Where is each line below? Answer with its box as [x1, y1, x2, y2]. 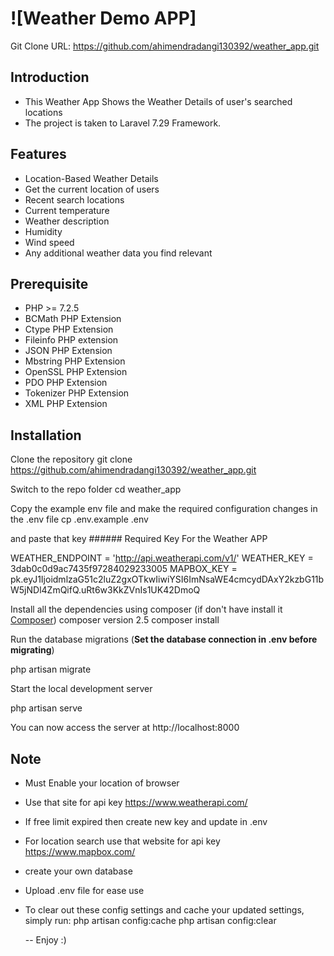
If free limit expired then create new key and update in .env [24, 816, 268, 827]
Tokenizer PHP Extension [24, 387, 130, 399]
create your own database [24, 865, 133, 877]
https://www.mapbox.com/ [24, 846, 136, 857]
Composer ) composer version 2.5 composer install [10, 614, 220, 626]
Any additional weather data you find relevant [24, 247, 213, 259]
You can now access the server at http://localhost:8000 [10, 722, 240, 734]
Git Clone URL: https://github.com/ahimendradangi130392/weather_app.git [10, 40, 320, 52]
